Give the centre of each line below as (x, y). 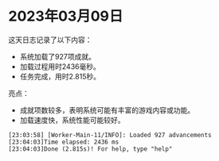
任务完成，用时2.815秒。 (60, 76)
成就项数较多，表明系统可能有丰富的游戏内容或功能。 (107, 110)
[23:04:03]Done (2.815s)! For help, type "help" (90, 149)
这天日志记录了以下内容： (50, 40)
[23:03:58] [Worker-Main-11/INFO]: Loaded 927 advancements (110, 135)
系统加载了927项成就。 (57, 56)
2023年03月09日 (66, 16)
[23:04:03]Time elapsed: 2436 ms (64, 142)
